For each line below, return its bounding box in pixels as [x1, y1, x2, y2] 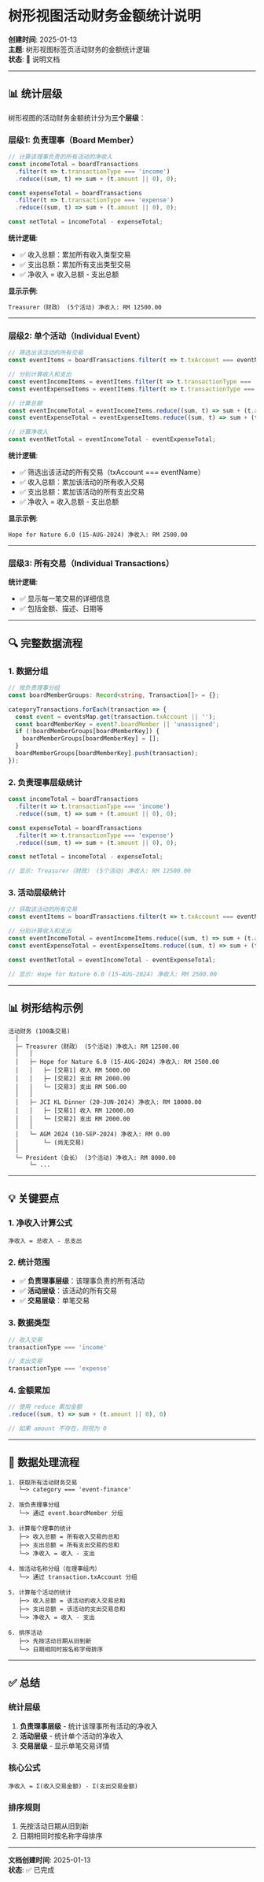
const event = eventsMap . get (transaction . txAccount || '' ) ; [15, 713, 216, 721]
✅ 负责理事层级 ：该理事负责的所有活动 [19, 1276, 145, 1286]
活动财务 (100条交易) [8, 1028, 71, 1035]
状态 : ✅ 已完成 [8, 1865, 55, 1875]
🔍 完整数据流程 [8, 636, 83, 650]
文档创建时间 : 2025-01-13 [8, 1855, 91, 1865]
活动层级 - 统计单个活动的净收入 [19, 1731, 124, 1740]
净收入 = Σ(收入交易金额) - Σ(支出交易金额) [8, 1782, 139, 1790]
